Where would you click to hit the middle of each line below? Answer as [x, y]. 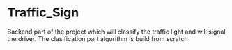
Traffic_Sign [43, 13]
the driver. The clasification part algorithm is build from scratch [98, 38]
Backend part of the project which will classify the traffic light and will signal [116, 32]
